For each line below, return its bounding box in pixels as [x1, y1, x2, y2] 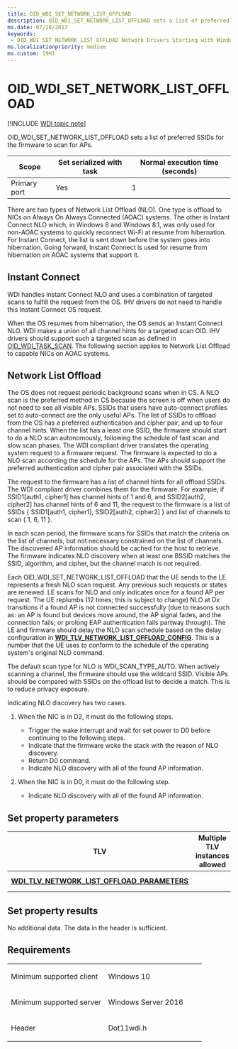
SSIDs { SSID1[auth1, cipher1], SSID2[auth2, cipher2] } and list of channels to [7, 508, 231, 516]
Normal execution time [140, 157, 219, 167]
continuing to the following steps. [28, 734, 126, 742]
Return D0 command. [28, 756, 91, 765]
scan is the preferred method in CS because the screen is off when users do [7, 396, 230, 405]
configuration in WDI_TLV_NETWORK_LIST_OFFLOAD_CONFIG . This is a [7, 634, 220, 642]
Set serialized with [57, 157, 123, 167]
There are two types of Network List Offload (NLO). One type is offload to [7, 205, 222, 214]
